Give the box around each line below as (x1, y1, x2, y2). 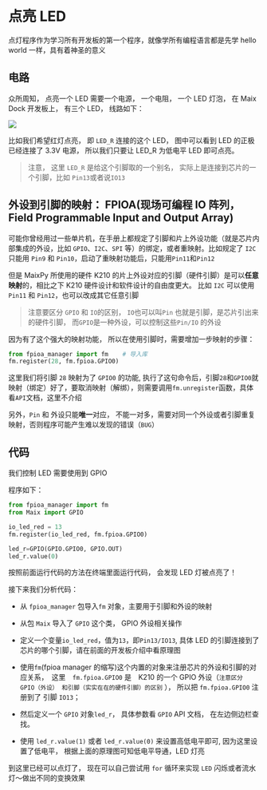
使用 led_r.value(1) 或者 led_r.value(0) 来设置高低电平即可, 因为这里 (19, 736, 251, 746)
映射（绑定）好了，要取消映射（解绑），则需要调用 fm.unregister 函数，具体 (8, 383, 254, 392)
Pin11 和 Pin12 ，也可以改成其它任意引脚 (8, 290, 139, 300)
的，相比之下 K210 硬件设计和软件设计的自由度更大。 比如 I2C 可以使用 (22, 280, 255, 290)
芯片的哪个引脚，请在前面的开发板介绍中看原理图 (19, 645, 181, 655)
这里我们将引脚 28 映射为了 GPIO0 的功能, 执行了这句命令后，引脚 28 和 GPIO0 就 (8, 373, 259, 383)
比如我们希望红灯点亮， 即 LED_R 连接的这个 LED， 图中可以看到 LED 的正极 (8, 135, 255, 145)
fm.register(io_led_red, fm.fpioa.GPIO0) (8, 530, 148, 538)
